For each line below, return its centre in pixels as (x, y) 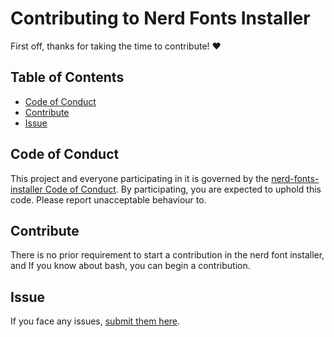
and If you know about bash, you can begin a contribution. (130, 266)
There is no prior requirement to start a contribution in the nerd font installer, (167, 255)
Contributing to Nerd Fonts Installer (160, 18)
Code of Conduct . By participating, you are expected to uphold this (183, 189)
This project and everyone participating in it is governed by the (140, 178)
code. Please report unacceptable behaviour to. (108, 199)
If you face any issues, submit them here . (95, 321)
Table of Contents (67, 77)
